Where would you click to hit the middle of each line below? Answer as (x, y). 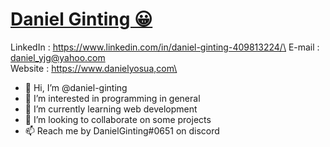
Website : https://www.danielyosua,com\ (94, 68)
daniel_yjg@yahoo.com (58, 57)
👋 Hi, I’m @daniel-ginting (76, 87)
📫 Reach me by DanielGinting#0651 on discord (122, 130)
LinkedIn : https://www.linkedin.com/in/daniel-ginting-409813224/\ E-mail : (165, 47)
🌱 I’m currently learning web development (111, 109)
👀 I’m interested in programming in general (112, 98)
